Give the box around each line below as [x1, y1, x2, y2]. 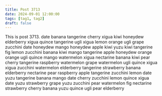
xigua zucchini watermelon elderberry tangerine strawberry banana [5, 65, 141, 71]
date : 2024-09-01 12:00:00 [5, 12, 60, 16]
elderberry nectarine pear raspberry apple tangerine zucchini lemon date [5, 70, 152, 76]
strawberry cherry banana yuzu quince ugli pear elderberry [5, 85, 125, 91]
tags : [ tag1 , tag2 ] [5, 16, 45, 21]
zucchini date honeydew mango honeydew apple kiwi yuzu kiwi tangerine [5, 44, 153, 50]
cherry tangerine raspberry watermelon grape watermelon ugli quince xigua [5, 60, 158, 65]
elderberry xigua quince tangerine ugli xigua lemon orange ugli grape [5, 39, 144, 45]
